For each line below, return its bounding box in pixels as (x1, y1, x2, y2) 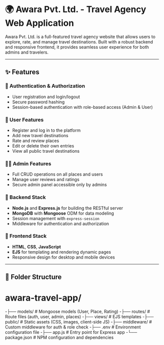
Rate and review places (12, 138, 60, 143)
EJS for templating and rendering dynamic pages (12, 249, 111, 255)
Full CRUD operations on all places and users (12, 171, 103, 177)
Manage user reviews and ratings (12, 177, 80, 183)
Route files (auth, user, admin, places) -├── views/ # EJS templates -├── (5, 314, 154, 320)
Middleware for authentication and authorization (12, 221, 109, 226)
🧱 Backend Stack (5, 194, 46, 201)
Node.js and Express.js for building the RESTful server (12, 205, 123, 211)
